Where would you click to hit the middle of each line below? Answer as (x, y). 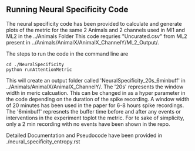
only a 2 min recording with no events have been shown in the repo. (88, 124)
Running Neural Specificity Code (67, 10)
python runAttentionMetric (39, 70)
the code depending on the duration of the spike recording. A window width (98, 99)
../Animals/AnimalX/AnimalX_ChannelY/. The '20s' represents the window (95, 87)
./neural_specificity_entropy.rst (43, 141)
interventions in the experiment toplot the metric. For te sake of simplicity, (95, 118)
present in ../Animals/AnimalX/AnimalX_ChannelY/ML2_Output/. (83, 42)
